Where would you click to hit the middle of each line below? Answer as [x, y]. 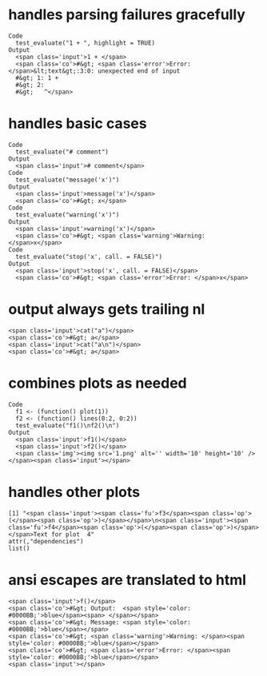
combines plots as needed [98, 383]
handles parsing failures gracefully [127, 15]
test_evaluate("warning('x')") [68, 215]
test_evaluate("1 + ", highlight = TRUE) [86, 43]
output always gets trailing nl [107, 310]
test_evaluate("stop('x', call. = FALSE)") [89, 256]
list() [19, 548]
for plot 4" [72, 534]
